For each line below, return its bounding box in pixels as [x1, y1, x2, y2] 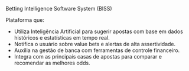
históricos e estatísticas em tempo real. [14, 34, 110, 41]
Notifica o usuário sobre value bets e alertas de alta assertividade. [14, 41, 176, 47]
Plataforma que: [5, 17, 45, 23]
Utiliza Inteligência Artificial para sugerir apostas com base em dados [14, 28, 184, 35]
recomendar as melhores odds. [14, 59, 90, 66]
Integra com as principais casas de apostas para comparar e [14, 53, 162, 60]
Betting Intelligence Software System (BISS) [5, 5, 113, 12]
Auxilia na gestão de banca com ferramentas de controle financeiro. [14, 47, 180, 54]
